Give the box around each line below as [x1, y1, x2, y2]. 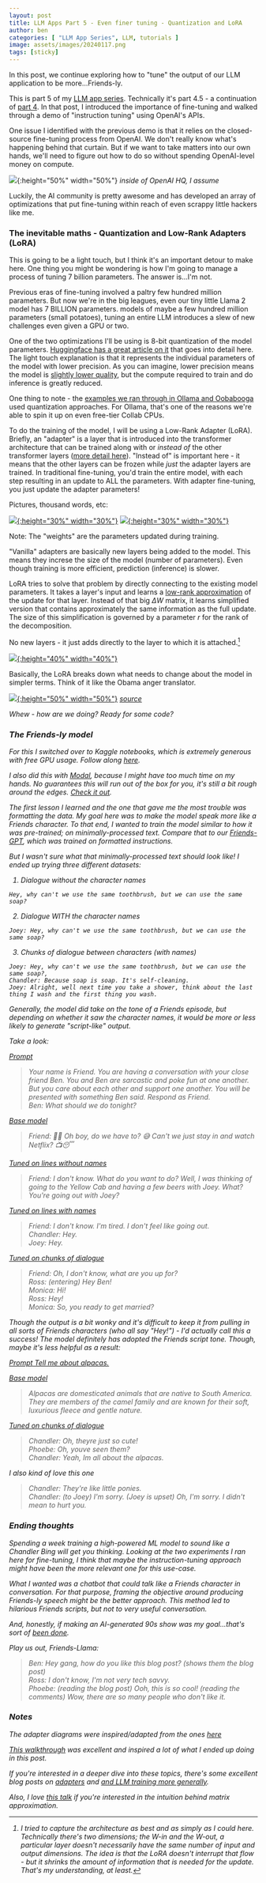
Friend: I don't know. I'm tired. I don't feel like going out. [28, 1221, 210, 1231]
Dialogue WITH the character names [20, 911, 140, 921]
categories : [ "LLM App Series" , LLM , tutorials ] [9, 33, 179, 42]
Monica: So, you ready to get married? [28, 1302, 155, 1312]
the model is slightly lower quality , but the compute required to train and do [9, 370, 253, 379]
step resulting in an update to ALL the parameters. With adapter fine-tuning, [9, 476, 256, 486]
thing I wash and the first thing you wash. [9, 991, 158, 998]
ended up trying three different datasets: [9, 860, 141, 870]
